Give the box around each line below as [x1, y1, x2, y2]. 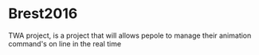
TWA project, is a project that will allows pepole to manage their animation [8, 31, 252, 40]
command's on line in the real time [8, 38, 122, 48]
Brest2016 [8, 5, 78, 23]
